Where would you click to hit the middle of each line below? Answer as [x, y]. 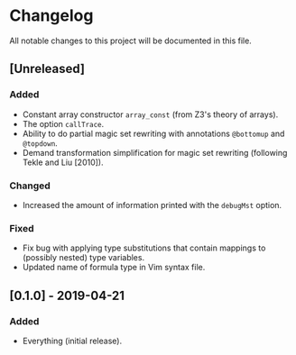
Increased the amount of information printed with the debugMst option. [152, 205]
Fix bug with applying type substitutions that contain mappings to [144, 248]
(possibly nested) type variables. [83, 258]
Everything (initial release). [72, 341]
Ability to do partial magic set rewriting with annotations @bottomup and [153, 133]
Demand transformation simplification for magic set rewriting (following [155, 152]
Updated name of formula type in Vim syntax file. [114, 268]
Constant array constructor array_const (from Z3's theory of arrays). [150, 114]
